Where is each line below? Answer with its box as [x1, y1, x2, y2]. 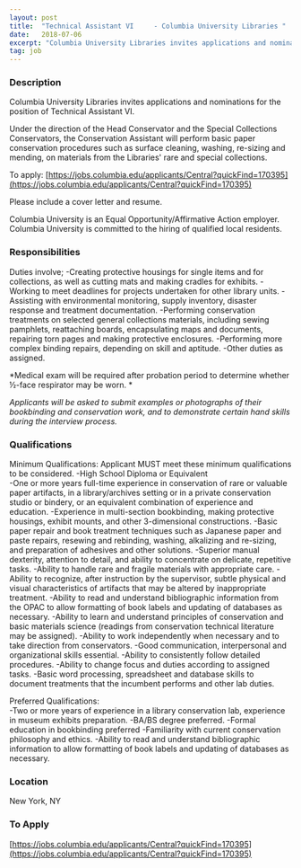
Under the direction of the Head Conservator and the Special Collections [9, 123, 278, 135]
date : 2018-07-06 [9, 30, 82, 39]
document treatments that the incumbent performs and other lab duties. [9, 678, 275, 689]
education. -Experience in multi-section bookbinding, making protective [9, 507, 275, 518]
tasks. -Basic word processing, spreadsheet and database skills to [9, 669, 254, 679]
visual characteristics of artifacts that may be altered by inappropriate [9, 583, 267, 594]
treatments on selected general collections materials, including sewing [9, 314, 270, 324]
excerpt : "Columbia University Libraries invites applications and [9, 38, 267, 48]
